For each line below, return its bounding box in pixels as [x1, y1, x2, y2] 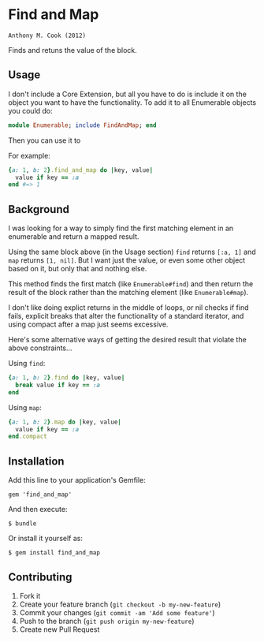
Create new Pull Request [19, 625, 100, 634]
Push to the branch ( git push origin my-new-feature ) [19, 616, 195, 625]
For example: [8, 151, 51, 160]
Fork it [19, 591, 41, 600]
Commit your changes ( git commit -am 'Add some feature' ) [19, 607, 215, 617]
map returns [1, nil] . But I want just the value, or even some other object [8, 256, 246, 265]
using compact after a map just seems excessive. [8, 319, 169, 329]
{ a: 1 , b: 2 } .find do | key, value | [8, 374, 125, 382]
